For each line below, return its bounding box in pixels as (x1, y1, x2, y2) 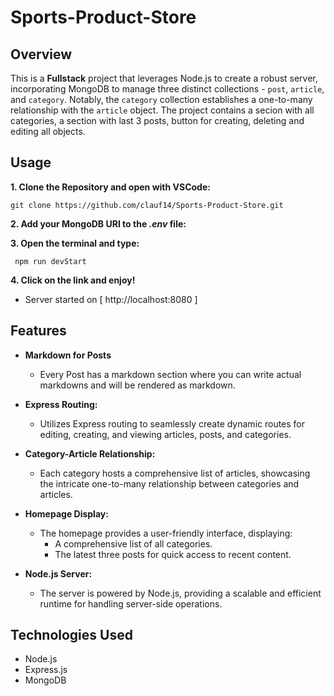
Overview (10, 46, 73, 63)
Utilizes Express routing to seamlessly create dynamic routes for (39, 417, 306, 430)
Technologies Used (10, 627, 133, 644)
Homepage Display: (24, 507, 109, 520)
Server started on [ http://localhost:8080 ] (24, 293, 198, 305)
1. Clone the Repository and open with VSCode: (10, 181, 211, 193)
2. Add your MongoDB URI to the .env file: (10, 217, 187, 230)
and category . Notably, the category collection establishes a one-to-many (10, 94, 313, 105)
